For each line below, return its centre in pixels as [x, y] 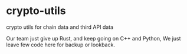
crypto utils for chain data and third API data [60, 27]
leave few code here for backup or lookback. [60, 45]
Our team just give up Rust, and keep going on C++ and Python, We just [93, 38]
